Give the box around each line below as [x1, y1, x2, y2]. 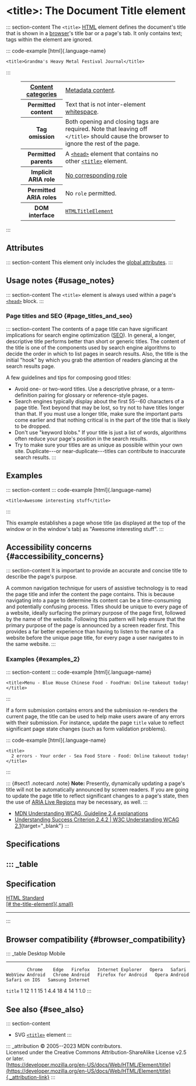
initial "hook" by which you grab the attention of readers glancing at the [6, 356, 178, 364]
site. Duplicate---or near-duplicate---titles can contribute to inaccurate [14, 447, 185, 454]
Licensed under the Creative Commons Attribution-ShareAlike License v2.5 [6, 1049, 187, 1056]
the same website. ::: [6, 640, 56, 648]
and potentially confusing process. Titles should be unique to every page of [6, 603, 188, 610]
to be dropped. [14, 423, 51, 430]
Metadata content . [65, 86, 116, 94]
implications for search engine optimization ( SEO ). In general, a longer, [6, 331, 176, 338]
